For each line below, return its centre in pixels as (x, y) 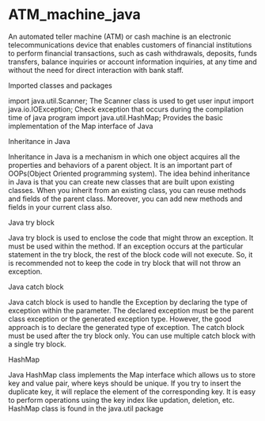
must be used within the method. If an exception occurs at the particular (126, 246)
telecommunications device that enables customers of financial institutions (130, 44)
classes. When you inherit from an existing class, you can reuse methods (127, 190)
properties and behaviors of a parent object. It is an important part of (121, 165)
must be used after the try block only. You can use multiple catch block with (132, 336)
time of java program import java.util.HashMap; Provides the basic (116, 117)
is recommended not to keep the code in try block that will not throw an (125, 263)
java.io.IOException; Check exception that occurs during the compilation (126, 109)
